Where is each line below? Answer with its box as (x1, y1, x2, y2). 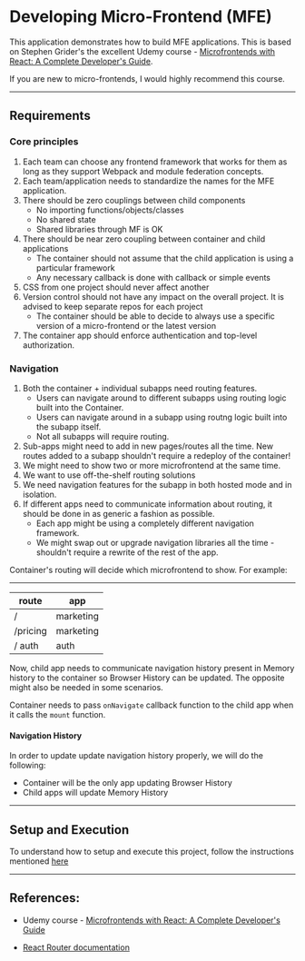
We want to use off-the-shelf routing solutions (22, 470, 196, 480)
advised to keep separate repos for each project (22, 301, 203, 312)
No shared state (35, 213, 97, 224)
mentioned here (9, 856, 69, 867)
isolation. (22, 489, 57, 500)
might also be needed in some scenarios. (9, 681, 163, 692)
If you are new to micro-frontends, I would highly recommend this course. (9, 73, 286, 84)
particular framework (35, 262, 115, 273)
